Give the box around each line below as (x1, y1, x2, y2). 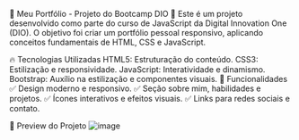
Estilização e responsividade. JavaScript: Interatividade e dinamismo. (9, 64, 266, 75)
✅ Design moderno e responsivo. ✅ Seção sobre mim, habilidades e (9, 83, 261, 94)
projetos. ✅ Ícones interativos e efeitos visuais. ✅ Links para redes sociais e (9, 94, 290, 103)
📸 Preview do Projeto (9, 120, 87, 131)
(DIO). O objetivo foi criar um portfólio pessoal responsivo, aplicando (9, 28, 263, 37)
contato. (9, 103, 40, 113)
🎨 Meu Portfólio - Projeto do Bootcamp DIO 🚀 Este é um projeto (9, 9, 243, 19)
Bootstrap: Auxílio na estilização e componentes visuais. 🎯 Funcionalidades (9, 74, 288, 84)
